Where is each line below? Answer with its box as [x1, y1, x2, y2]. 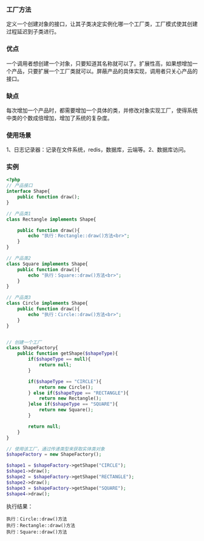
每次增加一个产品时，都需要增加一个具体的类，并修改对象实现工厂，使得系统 [6, 107, 198, 114]
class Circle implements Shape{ [6, 300, 88, 306]
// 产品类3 [6, 294, 32, 301]
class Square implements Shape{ [6, 261, 88, 267]
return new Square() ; [38, 407, 94, 413]
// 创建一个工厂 [6, 339, 42, 345]
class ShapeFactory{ [6, 345, 59, 351]
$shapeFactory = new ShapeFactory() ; [6, 451, 102, 458]
